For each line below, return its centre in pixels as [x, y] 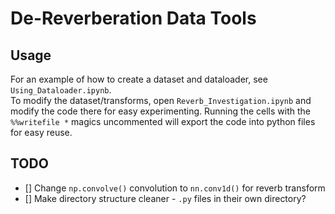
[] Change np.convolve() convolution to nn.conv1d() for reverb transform [175, 188]
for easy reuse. [41, 132]
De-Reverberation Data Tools [133, 18]
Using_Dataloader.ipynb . [61, 90]
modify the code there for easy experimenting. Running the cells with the [160, 111]
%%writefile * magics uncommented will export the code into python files [163, 121]
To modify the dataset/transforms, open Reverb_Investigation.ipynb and [161, 100]
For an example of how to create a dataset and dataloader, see [139, 79]
